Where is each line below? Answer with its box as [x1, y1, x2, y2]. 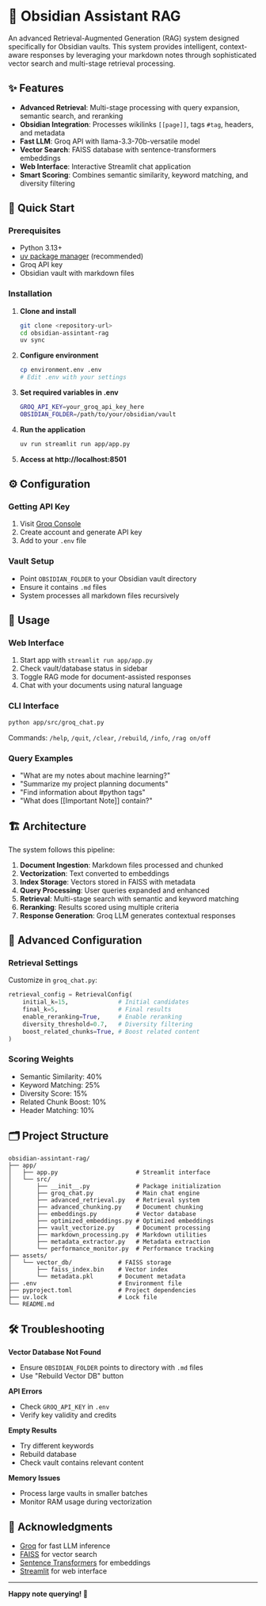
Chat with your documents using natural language [19, 681, 183, 690]
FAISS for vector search [19, 1550, 97, 1559]
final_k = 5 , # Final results [22, 1006, 172, 1014]
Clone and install [19, 306, 77, 315]
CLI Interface [8, 701, 59, 712]
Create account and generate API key [19, 527, 142, 537]
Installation [8, 289, 53, 300]
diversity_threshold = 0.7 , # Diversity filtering [22, 1020, 193, 1028]
